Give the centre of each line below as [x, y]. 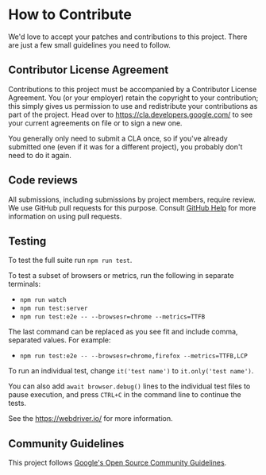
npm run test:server [54, 309]
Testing [27, 241]
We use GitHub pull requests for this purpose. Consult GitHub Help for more [132, 207]
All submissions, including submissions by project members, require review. [132, 199]
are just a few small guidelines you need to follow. [89, 44]
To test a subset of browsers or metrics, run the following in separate [121, 276]
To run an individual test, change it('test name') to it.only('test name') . [131, 371]
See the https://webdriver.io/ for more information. [91, 419]
